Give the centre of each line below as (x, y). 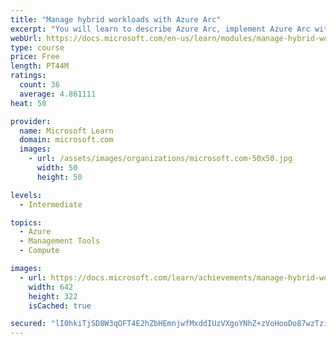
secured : (28, 324)
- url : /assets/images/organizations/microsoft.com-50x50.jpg (160, 159)
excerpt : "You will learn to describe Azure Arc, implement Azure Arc (160, 29)
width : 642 (51, 287)
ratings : (28, 76)
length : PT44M (40, 66)
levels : (26, 195)
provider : (31, 121)
